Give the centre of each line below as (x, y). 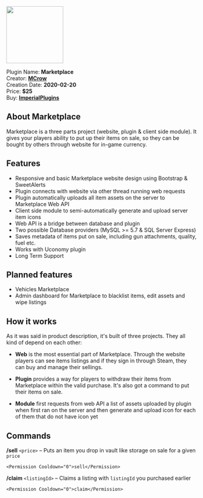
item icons (28, 217)
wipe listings (31, 302)
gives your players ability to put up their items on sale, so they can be (93, 138)
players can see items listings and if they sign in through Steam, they (101, 361)
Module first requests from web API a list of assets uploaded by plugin (103, 404)
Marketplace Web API (42, 204)
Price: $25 (19, 91)
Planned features (39, 275)
